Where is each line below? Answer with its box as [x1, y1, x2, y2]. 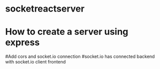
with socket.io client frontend [5, 59, 66, 65]
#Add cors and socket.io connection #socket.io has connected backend [5, 53, 155, 59]
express [5, 37, 40, 48]
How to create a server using [5, 26, 129, 38]
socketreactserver [5, 3, 85, 15]
